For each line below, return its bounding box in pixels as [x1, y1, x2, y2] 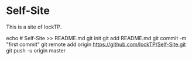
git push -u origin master [6, 47, 66, 54]
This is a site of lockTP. [6, 23, 62, 30]
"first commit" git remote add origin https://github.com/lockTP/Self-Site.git [6, 41, 186, 48]
